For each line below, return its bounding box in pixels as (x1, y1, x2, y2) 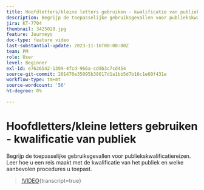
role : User (6, 54, 34, 60)
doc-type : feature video (6, 37, 69, 43)
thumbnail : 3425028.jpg (6, 25, 67, 32)
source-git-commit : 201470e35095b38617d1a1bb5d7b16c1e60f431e (6, 71, 167, 77)
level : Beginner (6, 59, 47, 66)
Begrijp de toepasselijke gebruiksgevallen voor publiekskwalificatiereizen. (6, 152, 191, 160)
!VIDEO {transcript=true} (21, 177, 82, 184)
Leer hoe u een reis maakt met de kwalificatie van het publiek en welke (6, 158, 184, 166)
